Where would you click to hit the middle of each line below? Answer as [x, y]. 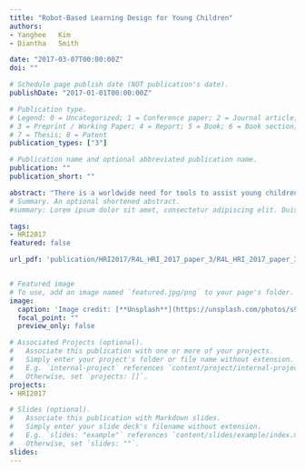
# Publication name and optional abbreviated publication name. [133, 160]
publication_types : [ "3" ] [58, 143]
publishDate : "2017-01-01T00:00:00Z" [81, 93]
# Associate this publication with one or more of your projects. [142, 351]
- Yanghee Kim [40, 35]
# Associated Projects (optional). [77, 343]
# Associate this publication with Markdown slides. [115, 418]
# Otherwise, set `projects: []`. [79, 376]
